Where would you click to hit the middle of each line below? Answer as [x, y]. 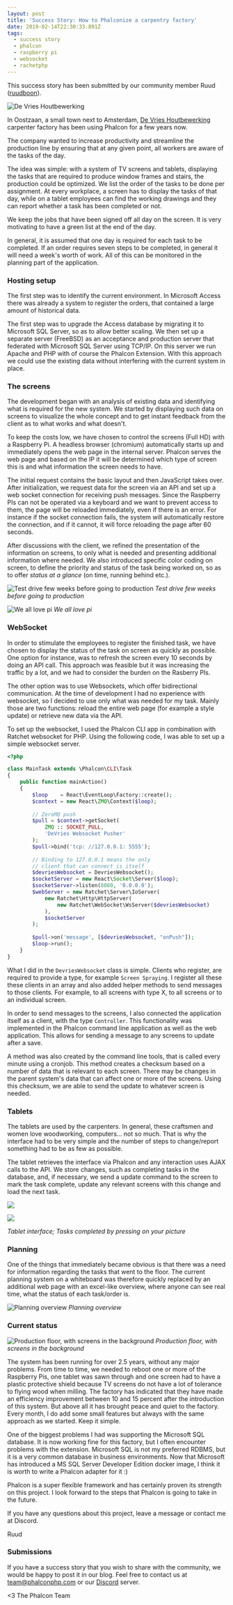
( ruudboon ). [24, 93]
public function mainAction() [64, 782]
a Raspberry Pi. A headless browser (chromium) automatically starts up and [115, 445]
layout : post [26, 14]
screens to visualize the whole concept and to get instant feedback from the [116, 416]
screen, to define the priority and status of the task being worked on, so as [114, 567]
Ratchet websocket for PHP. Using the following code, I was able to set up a [116, 736]
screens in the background [46, 1348]
